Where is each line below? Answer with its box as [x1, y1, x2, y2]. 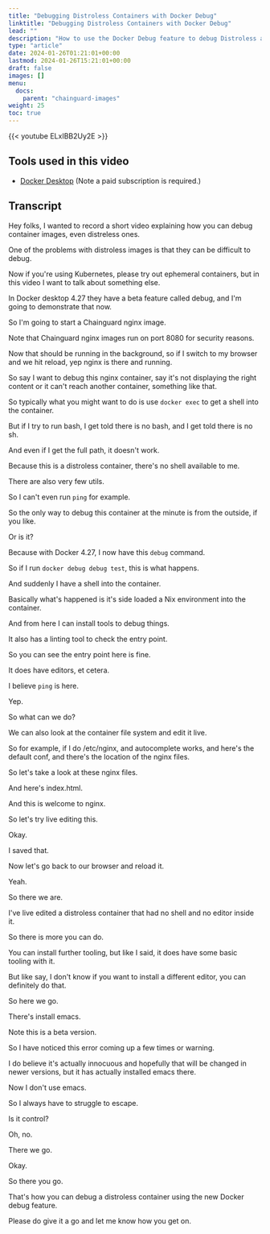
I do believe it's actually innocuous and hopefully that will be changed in [8, 1058, 247, 1068]
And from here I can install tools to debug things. [8, 618, 170, 628]
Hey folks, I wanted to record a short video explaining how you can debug [8, 221, 253, 230]
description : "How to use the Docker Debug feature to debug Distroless [8, 34, 257, 43]
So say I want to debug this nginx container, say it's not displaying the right [8, 372, 257, 383]
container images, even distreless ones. [8, 229, 141, 238]
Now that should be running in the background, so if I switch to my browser [8, 348, 258, 358]
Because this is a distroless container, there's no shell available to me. [8, 461, 240, 470]
